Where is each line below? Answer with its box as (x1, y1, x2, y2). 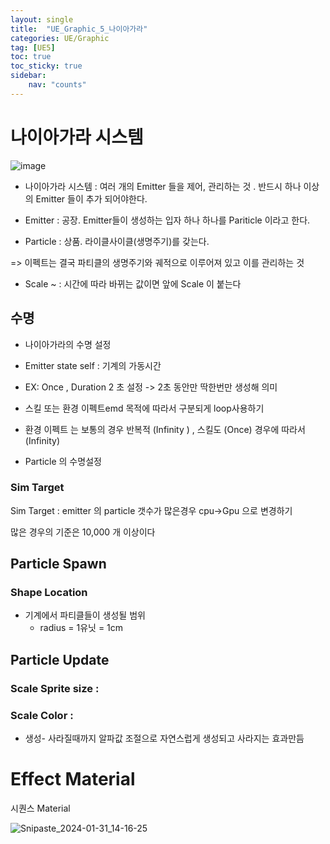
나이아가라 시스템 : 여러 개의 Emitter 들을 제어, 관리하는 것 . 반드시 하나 (24, 180, 302, 192)
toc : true (10, 52, 52, 62)
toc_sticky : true (10, 61, 83, 71)
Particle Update (10, 651, 110, 668)
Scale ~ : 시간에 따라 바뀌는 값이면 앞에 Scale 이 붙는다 (24, 277, 242, 290)
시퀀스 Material (10, 802, 71, 815)
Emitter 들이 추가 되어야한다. (35, 192, 148, 205)
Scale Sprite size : (10, 681, 100, 695)
